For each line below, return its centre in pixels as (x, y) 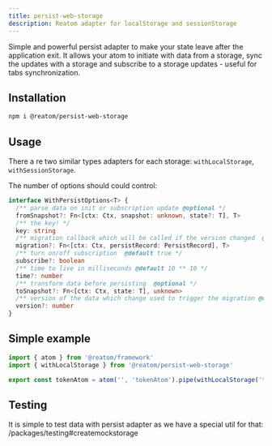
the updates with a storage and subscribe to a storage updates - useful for (133, 64)
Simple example (50, 339)
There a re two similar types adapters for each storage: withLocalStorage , (132, 161)
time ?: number (39, 276)
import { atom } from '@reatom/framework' (81, 358)
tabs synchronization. (45, 72)
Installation (37, 98)
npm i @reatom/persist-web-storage (68, 117)
